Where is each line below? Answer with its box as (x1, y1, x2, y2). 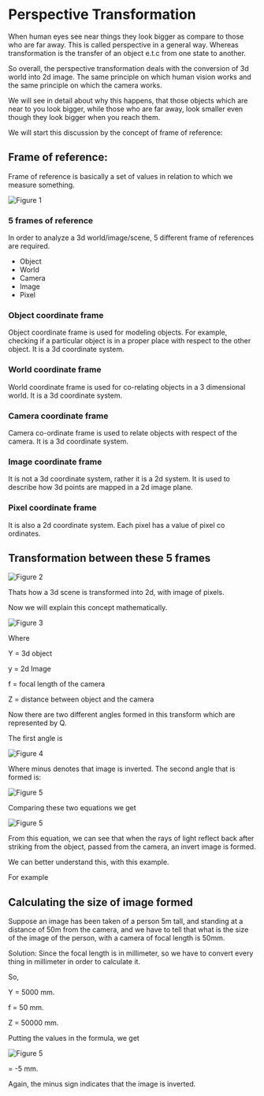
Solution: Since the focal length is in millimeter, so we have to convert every (8, 948, 254, 958)
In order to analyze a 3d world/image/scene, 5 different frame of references (8, 233, 255, 242)
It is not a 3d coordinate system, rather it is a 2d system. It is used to (8, 474, 230, 484)
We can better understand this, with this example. (8, 858, 169, 867)
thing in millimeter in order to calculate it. (8, 957, 140, 967)
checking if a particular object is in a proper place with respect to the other (8, 336, 251, 346)
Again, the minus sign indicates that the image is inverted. (8, 1079, 196, 1089)
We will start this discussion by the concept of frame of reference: (8, 128, 223, 137)
